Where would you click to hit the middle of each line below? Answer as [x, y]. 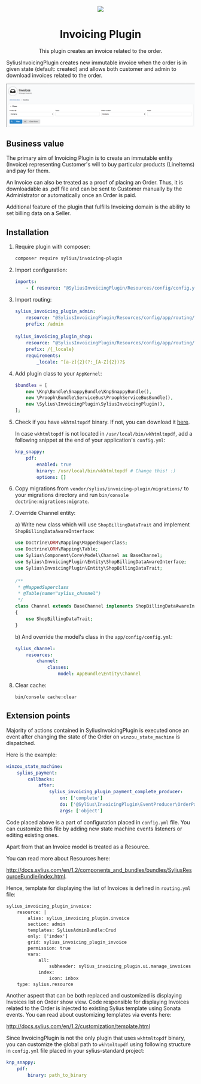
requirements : [43, 355]
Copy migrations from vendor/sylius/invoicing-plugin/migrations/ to [102, 489]
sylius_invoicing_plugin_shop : [54, 336]
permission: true [49, 948]
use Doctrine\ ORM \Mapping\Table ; [57, 549]
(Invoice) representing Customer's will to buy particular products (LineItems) [100, 165]
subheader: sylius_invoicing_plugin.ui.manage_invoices [120, 966]
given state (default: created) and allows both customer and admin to [91, 69]
